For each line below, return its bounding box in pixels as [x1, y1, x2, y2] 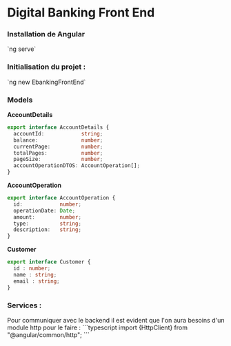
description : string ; [13, 226, 81, 233]
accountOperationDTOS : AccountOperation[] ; [13, 162, 140, 169]
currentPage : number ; [13, 143, 103, 150]
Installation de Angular [7, 30, 85, 39]
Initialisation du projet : [7, 62, 86, 72]
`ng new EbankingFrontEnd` [7, 78, 86, 86]
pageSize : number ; [13, 156, 103, 163]
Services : [7, 301, 42, 310]
